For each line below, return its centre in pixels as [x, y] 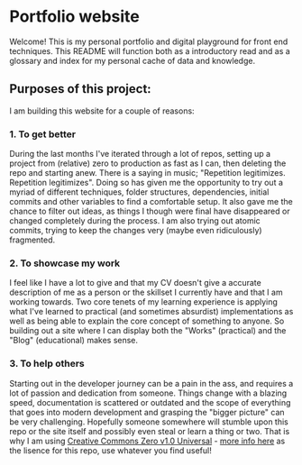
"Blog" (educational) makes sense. [73, 341]
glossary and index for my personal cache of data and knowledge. [132, 60]
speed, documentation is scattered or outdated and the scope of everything [150, 402]
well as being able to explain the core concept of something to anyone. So [147, 321]
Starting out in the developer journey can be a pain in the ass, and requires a [151, 383]
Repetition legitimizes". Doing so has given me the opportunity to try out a [146, 183]
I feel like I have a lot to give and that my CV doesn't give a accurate [135, 283]
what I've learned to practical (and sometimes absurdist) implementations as [151, 312]
